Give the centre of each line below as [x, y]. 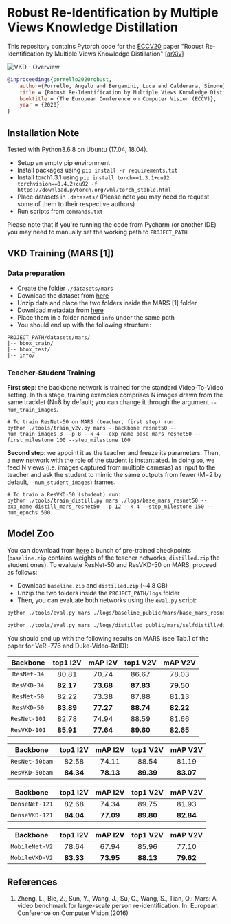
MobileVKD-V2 [32, 858]
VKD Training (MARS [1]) [61, 253]
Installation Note [43, 133]
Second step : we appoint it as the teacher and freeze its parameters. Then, [114, 452]
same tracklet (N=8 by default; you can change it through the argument [108, 402]
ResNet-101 [28, 719]
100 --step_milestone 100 [93, 440]
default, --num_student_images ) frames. [62, 482]
